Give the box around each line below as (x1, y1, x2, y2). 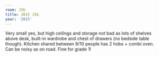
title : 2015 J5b (5, 12, 39, 17)
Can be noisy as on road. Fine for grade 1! (5, 46, 91, 52)
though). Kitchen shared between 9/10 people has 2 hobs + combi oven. (5, 41, 154, 47)
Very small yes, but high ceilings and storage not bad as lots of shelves (5, 30, 151, 36)
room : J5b (5, 7, 26, 12)
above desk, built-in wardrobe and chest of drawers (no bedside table (5, 35, 149, 41)
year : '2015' (5, 16, 32, 21)
